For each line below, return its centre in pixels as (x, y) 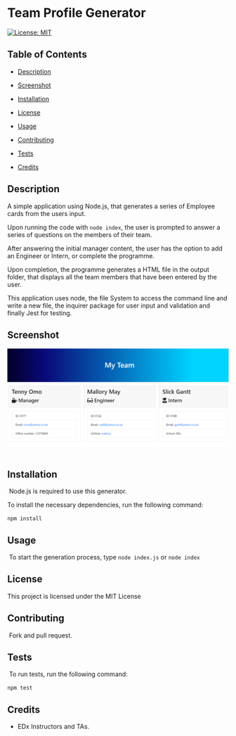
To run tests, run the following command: (68, 674)
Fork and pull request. (40, 635)
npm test (20, 688)
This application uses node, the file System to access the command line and (117, 298)
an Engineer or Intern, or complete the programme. (81, 255)
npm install (25, 519)
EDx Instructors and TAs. (53, 727)
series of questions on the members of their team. (80, 234)
